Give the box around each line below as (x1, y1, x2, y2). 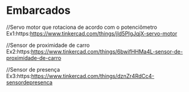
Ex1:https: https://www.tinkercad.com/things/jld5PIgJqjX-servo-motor (6, 29, 178, 37)
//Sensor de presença (6, 66, 60, 73)
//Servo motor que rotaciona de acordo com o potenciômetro (6, 23, 157, 31)
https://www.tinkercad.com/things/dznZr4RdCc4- (31, 72, 155, 79)
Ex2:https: (6, 48, 32, 55)
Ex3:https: (6, 72, 32, 79)
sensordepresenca (6, 79, 53, 86)
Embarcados (6, 4, 71, 17)
